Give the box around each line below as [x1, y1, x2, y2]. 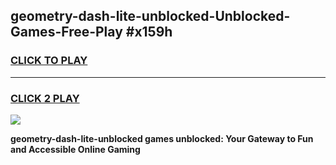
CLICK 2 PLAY [10, 91, 80, 105]
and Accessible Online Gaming [10, 143, 141, 155]
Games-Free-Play [10, 24, 123, 41]
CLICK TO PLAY [10, 54, 88, 68]
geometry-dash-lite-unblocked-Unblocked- [10, 8, 291, 25]
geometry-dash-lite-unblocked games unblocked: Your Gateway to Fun [10, 132, 314, 144]
